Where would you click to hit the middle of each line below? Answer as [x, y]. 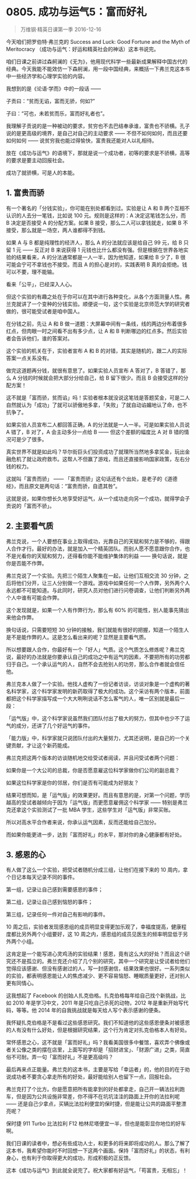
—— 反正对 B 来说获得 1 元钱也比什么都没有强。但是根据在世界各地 [103, 250]
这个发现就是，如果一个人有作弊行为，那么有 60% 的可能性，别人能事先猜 [95, 610]
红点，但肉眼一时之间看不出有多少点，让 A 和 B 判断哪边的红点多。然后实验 [97, 331]
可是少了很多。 [29, 439]
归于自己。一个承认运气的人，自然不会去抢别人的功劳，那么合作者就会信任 [95, 664]
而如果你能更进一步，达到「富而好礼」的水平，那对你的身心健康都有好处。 [95, 834]
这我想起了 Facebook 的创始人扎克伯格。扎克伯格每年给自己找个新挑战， [93, 996]
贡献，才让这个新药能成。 [42, 745]
